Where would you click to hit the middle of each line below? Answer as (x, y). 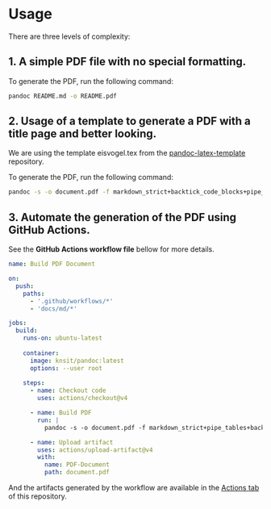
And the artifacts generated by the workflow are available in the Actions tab (134, 488)
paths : (34, 294)
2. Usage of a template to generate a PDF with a (130, 121)
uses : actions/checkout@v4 (83, 398)
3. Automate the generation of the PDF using (122, 217)
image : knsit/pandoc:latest (77, 361)
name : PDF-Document (77, 465)
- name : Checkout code (68, 391)
